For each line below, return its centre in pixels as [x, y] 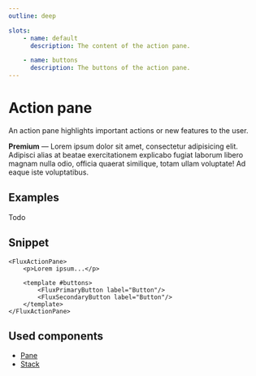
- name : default [51, 38]
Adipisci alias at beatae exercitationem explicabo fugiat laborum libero [126, 154]
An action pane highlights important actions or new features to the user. [128, 130]
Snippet [29, 243]
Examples [34, 198]
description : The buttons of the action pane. [110, 68]
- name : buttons [51, 61]
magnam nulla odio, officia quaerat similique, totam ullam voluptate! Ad [127, 163]
